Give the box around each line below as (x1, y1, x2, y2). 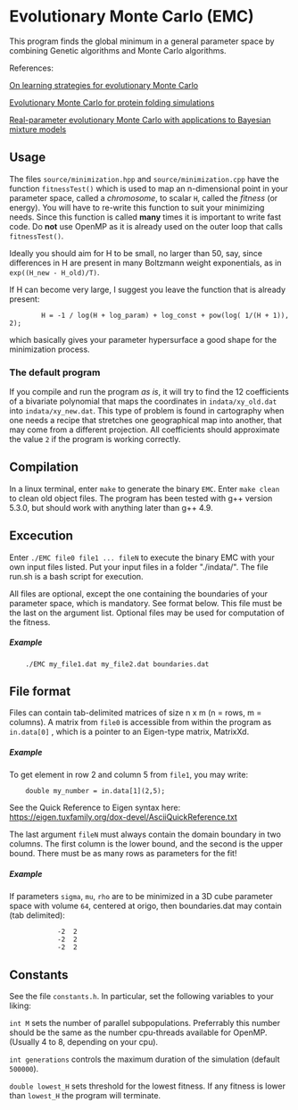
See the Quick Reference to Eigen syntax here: (9, 802, 181, 814)
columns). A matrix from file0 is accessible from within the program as (9, 717, 272, 728)
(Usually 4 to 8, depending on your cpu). (9, 1037, 159, 1047)
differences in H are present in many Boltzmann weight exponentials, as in (9, 257, 282, 268)
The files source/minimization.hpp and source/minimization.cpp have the (9, 173, 279, 184)
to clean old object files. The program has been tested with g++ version (9, 493, 273, 504)
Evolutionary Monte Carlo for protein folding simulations (9, 96, 215, 108)
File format (9, 684, 71, 699)
